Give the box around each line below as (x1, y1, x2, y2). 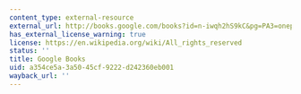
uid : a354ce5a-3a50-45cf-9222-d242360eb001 (9, 64, 175, 73)
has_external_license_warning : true (9, 30, 146, 38)
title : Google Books (9, 55, 87, 64)
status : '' (9, 47, 50, 56)
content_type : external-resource (9, 13, 134, 22)
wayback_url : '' (9, 72, 70, 81)
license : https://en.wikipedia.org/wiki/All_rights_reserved (9, 38, 243, 47)
